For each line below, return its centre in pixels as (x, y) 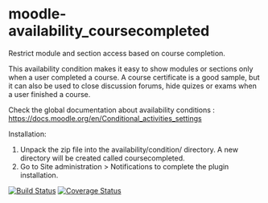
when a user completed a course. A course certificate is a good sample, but (134, 77)
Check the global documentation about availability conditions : (112, 110)
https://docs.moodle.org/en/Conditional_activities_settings (105, 118)
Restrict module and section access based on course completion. (117, 53)
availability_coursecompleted (109, 31)
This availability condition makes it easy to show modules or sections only (131, 68)
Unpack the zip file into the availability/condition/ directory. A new (129, 149)
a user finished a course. (49, 94)
